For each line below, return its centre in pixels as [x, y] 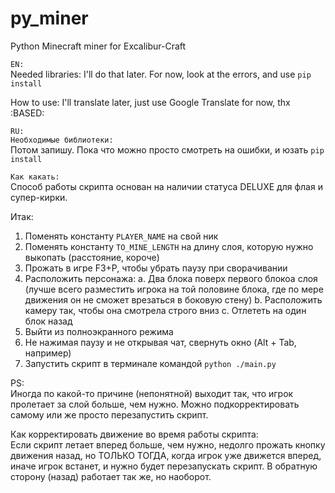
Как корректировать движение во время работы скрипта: [134, 434]
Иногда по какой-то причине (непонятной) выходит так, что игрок [152, 393]
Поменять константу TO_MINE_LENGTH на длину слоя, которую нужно [169, 246]
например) [48, 353]
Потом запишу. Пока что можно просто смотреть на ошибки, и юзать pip [167, 149]
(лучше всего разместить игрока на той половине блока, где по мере [174, 289]
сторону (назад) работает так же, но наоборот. [111, 476]
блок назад [48, 321]
